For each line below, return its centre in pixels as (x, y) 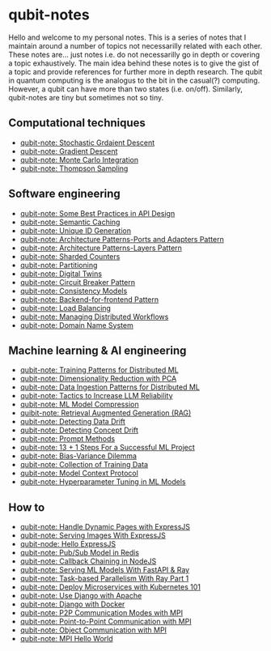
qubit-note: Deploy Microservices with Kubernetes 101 (110, 587)
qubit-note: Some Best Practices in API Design (97, 213)
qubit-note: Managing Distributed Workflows (94, 317)
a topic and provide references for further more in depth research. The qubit (135, 71)
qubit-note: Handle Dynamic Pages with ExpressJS (105, 527)
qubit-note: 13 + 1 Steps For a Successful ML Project (108, 448)
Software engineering (65, 194)
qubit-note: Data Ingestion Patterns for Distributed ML (110, 387)
